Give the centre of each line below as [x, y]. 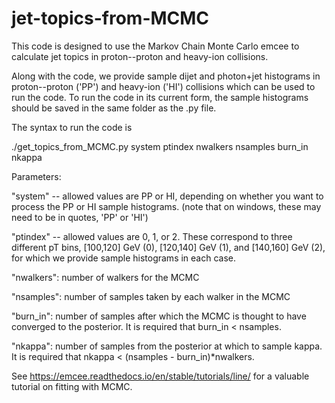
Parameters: [36, 176]
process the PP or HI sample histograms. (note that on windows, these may [166, 206]
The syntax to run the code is [72, 127]
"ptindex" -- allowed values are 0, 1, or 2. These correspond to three [152, 236]
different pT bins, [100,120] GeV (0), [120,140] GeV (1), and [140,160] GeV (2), [168, 247]
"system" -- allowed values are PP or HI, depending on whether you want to [167, 196]
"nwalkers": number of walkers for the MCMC [105, 277]
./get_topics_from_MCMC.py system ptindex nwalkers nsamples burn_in [160, 146]
